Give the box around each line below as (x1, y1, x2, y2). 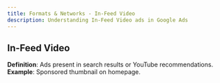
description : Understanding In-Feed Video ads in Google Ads (7, 17, 189, 24)
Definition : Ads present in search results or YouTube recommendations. (7, 60, 214, 69)
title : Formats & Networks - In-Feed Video (7, 10, 136, 17)
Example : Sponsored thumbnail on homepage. (7, 68, 141, 76)
